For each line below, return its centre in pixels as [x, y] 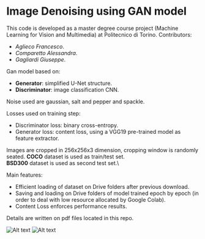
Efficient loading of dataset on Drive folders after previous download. [102, 186]
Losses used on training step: [43, 113]
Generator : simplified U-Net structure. [63, 83]
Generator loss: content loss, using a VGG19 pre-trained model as [98, 131]
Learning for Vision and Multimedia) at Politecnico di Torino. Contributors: [99, 34]
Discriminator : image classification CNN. [67, 89]
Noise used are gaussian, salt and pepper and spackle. [76, 101]
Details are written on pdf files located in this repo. [70, 218]
